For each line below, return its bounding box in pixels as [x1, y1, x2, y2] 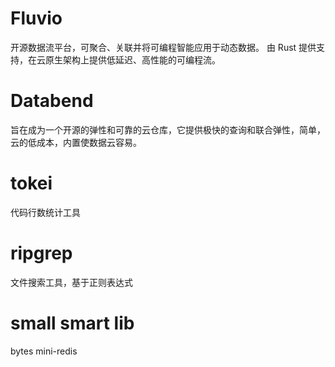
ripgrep [10, 242, 73, 264]
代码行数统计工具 [10, 206, 81, 218]
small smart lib [10, 312, 135, 334]
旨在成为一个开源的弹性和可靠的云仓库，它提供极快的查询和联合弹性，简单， [10, 123, 326, 136]
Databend [10, 90, 94, 112]
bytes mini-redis [10, 345, 78, 357]
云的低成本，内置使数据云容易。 [10, 136, 142, 148]
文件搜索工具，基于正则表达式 [10, 276, 133, 288]
